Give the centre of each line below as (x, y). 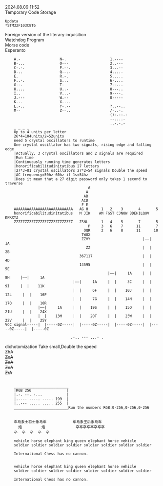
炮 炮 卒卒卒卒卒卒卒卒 (61, 427)
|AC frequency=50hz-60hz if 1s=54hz (51, 175)
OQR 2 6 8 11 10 (121, 231)
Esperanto (15, 50)
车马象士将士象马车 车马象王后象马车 (58, 422)
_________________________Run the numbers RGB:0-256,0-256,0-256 (82, 408)
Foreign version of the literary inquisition (46, 35)
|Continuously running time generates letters (62, 162)
